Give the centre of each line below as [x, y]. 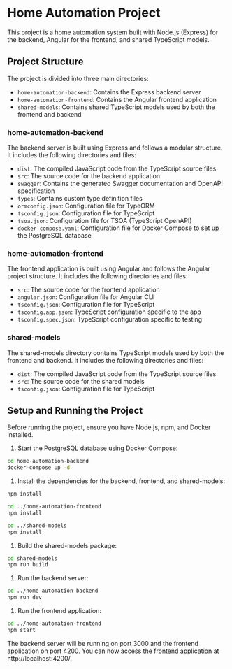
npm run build [28, 565]
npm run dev [24, 598]
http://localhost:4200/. [39, 658]
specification [36, 191]
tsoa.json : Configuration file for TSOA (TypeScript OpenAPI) [104, 221]
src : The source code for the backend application [89, 176]
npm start [22, 630]
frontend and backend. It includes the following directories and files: [106, 360]
